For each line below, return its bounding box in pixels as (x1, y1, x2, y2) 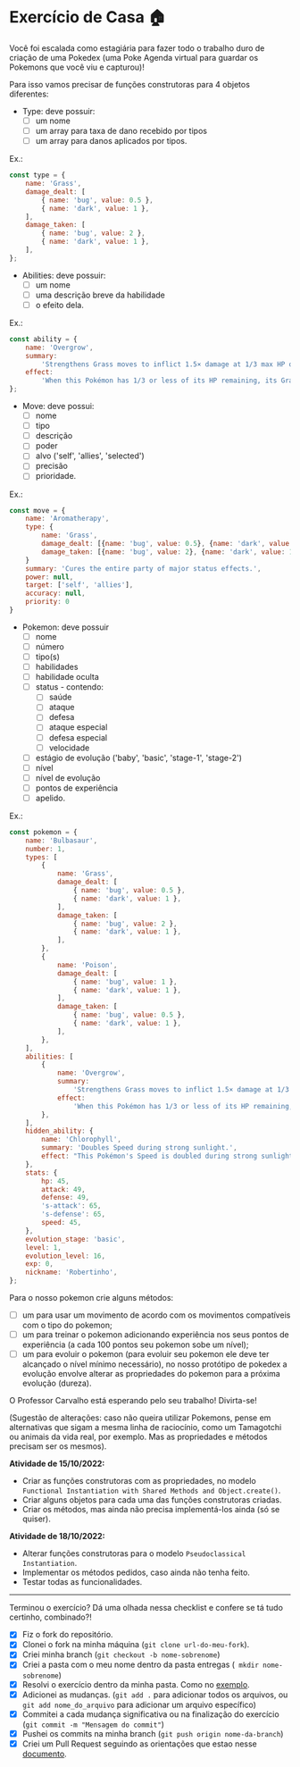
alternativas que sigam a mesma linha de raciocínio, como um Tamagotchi (9, 1422, 282, 1433)
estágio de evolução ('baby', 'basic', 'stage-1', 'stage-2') (35, 752, 243, 763)
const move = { (9, 506, 66, 515)
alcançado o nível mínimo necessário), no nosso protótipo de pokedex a (21, 1359, 287, 1369)
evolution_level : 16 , (25, 1252, 105, 1260)
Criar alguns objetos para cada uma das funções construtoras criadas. (21, 1495, 283, 1505)
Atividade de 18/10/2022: (9, 1531, 105, 1542)
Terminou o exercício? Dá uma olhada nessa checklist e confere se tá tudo (9, 1603, 284, 1613)
